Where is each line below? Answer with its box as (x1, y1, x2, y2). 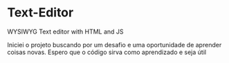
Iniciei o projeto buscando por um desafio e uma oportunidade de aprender (7, 40, 222, 49)
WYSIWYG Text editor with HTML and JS (7, 27, 124, 36)
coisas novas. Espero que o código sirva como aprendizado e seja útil (7, 48, 206, 56)
